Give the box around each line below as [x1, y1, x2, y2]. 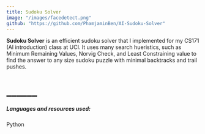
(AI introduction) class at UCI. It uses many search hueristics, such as [6, 43, 182, 51]
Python [6, 121, 24, 128]
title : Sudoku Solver [6, 9, 62, 15]
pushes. [6, 63, 27, 70]
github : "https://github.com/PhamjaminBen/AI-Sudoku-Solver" [6, 20, 166, 26]
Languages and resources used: [6, 105, 91, 113]
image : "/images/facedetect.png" [6, 15, 92, 21]
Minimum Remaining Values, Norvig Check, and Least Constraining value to [6, 50, 197, 58]
